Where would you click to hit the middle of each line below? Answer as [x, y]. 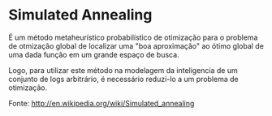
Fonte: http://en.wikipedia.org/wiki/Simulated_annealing [101, 103]
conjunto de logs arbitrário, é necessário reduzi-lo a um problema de [123, 79]
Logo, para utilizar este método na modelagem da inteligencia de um [123, 70]
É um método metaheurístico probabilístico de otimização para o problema [133, 37]
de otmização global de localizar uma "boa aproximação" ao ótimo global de [136, 45]
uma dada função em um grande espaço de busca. [94, 54]
